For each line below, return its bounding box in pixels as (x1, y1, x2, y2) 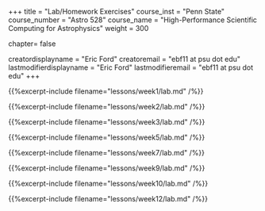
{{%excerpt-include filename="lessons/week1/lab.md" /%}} (8, 86, 204, 96)
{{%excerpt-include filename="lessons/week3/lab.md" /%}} (8, 117, 205, 126)
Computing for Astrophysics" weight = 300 (8, 24, 149, 33)
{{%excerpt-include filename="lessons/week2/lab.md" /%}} (8, 102, 205, 111)
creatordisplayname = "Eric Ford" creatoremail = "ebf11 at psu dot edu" (8, 55, 240, 63)
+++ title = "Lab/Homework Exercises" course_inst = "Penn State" (8, 7, 225, 16)
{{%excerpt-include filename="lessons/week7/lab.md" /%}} (8, 148, 205, 157)
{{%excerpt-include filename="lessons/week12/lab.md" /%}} (8, 194, 209, 203)
